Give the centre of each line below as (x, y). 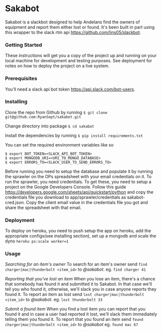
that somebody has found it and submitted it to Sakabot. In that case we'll (79, 284)
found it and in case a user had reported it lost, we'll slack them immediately (81, 314)
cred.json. (15, 202)
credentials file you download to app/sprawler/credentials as (65, 197)
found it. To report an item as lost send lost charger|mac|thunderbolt (75, 295)
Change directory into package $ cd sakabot (50, 126)
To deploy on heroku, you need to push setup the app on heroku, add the (78, 231)
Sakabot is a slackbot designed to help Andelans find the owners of (73, 22)
